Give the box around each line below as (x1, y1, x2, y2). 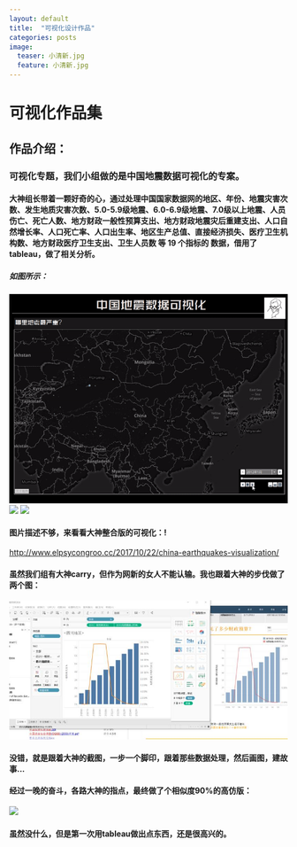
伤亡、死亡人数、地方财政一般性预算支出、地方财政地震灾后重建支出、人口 (9, 215, 280, 226)
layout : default (9, 14, 69, 23)
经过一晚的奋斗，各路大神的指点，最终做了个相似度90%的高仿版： (9, 785, 252, 796)
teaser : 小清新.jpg (17, 51, 85, 61)
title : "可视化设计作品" (9, 23, 95, 33)
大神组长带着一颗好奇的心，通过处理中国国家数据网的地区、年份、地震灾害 (9, 193, 280, 204)
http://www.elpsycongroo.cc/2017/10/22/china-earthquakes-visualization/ (9, 548, 280, 558)
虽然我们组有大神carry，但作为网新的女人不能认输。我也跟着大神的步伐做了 (9, 568, 286, 579)
